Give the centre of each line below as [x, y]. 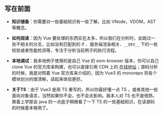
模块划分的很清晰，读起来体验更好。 [48, 79]
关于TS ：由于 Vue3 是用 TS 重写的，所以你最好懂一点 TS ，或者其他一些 [85, 89]
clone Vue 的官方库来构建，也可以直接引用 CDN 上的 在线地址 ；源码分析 [85, 67]
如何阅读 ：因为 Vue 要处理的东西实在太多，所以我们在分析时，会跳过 [81, 38]
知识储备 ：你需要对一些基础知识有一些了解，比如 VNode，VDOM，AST [84, 22]
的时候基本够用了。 [31, 108]
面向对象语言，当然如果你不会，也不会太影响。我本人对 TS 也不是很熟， [84, 95]
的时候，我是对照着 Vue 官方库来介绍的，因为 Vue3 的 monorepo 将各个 [84, 73]
